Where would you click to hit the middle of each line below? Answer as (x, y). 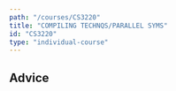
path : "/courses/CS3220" (55, 17)
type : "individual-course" (59, 42)
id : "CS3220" (33, 34)
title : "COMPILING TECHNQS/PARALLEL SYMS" (88, 26)
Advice (29, 77)
